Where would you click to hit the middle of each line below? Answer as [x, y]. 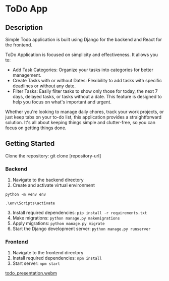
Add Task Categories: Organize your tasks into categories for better [83, 70]
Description [24, 27]
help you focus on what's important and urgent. [62, 102]
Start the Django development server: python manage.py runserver [81, 229]
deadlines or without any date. [44, 86]
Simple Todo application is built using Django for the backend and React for [84, 39]
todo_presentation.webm [31, 273]
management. [27, 75]
